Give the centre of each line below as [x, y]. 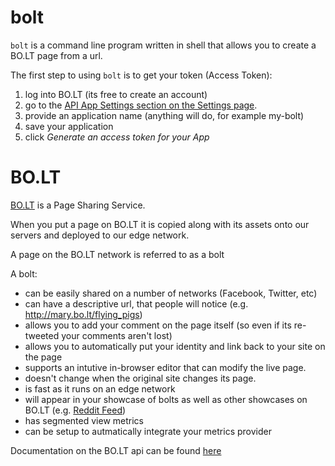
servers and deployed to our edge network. [100, 235]
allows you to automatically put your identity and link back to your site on [175, 346]
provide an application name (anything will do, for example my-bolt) [164, 115]
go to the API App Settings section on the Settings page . [141, 105]
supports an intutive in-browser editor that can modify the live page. [165, 367]
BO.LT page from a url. [56, 55]
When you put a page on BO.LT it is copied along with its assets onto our [160, 224]
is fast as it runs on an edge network [100, 388]
